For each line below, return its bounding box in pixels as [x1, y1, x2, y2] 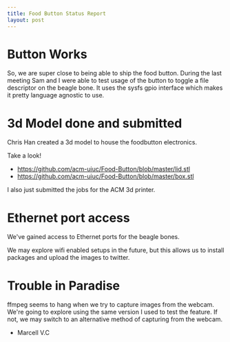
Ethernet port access [7, 210, 130, 225]
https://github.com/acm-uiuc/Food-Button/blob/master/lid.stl [17, 165, 191, 173]
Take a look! [7, 151, 42, 160]
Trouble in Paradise [7, 278, 121, 294]
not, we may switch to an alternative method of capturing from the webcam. [7, 315, 223, 323]
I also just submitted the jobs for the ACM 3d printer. [7, 186, 156, 194]
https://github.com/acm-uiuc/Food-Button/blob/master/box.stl [17, 172, 194, 180]
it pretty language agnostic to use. [7, 91, 105, 99]
